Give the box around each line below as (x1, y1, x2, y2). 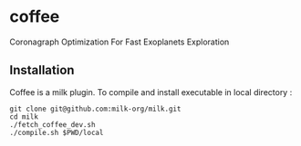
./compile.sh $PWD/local (9, 128, 104, 137)
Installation (9, 63, 75, 78)
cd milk (9, 112, 39, 122)
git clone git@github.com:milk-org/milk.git (9, 104, 182, 113)
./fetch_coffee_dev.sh (9, 120, 96, 129)
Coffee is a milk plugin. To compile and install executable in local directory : (9, 86, 293, 97)
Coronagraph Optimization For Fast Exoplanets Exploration (9, 36, 230, 47)
